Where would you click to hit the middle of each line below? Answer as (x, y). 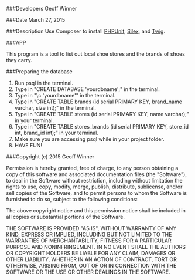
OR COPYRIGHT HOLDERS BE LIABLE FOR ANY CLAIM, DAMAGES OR (91, 253)
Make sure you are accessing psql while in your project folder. (90, 139)
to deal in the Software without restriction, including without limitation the (94, 181)
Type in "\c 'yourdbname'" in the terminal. (65, 95)
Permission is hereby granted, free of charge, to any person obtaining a (92, 168)
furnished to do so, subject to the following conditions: (72, 199)
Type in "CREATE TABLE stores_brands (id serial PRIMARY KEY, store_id (102, 126)
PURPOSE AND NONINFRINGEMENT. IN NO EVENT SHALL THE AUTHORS (96, 247)
